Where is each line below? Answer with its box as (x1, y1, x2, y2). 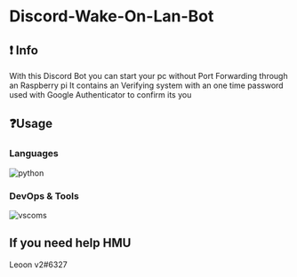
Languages (9, 147, 60, 160)
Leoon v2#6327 (9, 259, 68, 270)
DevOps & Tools (9, 189, 80, 202)
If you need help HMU (9, 235, 132, 250)
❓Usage (9, 116, 53, 131)
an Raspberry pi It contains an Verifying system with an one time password (9, 80, 284, 91)
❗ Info (9, 43, 38, 58)
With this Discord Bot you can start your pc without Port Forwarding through (9, 71, 288, 81)
